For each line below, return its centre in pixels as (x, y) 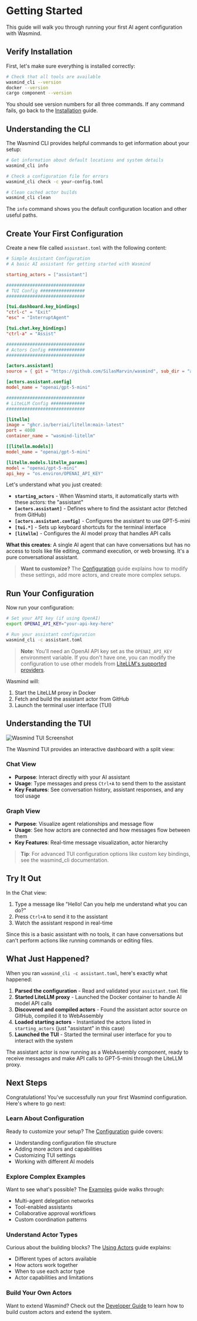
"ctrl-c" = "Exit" (28, 312)
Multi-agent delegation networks (54, 1201)
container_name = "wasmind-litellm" (51, 436)
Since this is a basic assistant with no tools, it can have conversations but (95, 934)
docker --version (27, 88)
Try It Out (24, 878)
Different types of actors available (55, 1259)
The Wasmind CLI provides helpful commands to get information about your (98, 143)
